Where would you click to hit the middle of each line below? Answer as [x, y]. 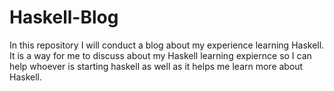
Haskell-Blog [64, 17]
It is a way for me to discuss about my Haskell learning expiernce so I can [160, 55]
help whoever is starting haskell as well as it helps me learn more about [156, 66]
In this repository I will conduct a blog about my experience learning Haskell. [167, 45]
